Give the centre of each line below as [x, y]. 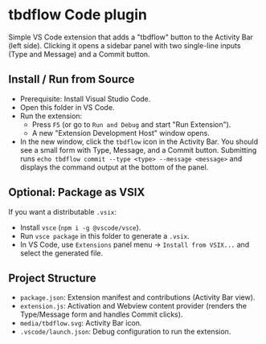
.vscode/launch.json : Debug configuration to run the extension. [125, 332]
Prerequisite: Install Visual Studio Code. [85, 99]
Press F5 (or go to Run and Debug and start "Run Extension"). [131, 124]
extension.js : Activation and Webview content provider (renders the [133, 306]
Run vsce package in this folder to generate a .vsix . [105, 235]
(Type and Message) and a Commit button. [79, 54]
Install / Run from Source [72, 79]
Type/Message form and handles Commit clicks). [101, 314]
